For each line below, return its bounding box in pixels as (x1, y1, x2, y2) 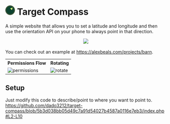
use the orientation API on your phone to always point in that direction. (5, 28, 154, 34)
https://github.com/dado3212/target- (5, 103, 83, 108)
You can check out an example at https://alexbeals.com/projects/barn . (5, 48, 153, 55)
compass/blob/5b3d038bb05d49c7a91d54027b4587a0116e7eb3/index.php (5, 108, 165, 114)
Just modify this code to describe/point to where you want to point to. (5, 97, 152, 103)
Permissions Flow (7, 60, 46, 66)
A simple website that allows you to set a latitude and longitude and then (5, 23, 158, 29)
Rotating (50, 60, 69, 66)
